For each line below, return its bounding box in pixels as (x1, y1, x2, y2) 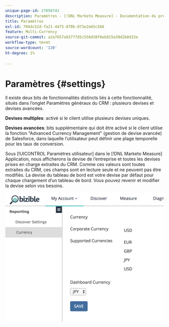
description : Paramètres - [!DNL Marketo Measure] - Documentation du (5, 13, 156, 19)
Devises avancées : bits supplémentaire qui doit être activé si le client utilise (5, 125, 163, 131)
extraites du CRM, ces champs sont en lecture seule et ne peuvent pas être (5, 167, 161, 173)
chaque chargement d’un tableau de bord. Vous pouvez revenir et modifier (5, 178, 160, 184)
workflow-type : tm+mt (5, 40, 51, 45)
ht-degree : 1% (5, 50, 35, 55)
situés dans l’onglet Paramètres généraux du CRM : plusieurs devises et (5, 100, 154, 106)
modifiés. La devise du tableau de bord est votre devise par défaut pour (5, 172, 154, 178)
